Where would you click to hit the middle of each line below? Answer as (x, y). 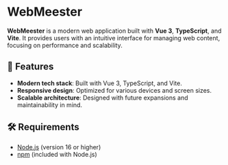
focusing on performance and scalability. (65, 45)
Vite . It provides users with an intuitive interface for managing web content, (114, 37)
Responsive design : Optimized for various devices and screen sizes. (114, 90)
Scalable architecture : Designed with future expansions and (102, 97)
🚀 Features (30, 66)
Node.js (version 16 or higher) (59, 147)
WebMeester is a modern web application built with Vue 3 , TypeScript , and (114, 31)
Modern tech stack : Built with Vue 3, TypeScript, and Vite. (100, 83)
